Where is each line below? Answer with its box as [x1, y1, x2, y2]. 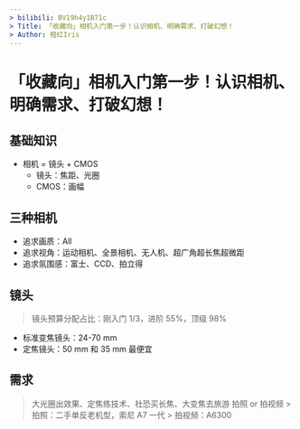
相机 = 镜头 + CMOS [22, 159, 98, 170]
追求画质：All [22, 236, 72, 247]
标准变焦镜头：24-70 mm [22, 332, 117, 343]
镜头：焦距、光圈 [35, 170, 100, 181]
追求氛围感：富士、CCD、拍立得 [22, 258, 144, 269]
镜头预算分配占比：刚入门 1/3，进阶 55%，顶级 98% [31, 313, 228, 323]
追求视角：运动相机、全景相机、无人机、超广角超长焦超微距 [22, 247, 245, 258]
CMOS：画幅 [35, 182, 85, 192]
